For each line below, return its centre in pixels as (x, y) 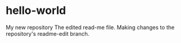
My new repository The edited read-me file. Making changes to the (90, 27)
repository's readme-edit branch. (48, 33)
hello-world (36, 11)
